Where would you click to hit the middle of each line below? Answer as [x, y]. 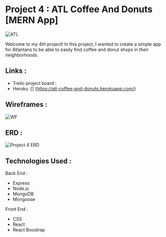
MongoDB [23, 194]
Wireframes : [26, 105]
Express [21, 183]
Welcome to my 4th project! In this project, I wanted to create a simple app [83, 44]
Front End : [17, 209]
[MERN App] [32, 20]
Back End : [16, 173]
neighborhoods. [22, 55]
